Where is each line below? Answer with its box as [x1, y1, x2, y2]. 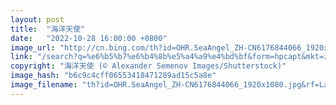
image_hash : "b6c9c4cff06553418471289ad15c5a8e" [10, 71, 217, 81]
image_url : [10, 42, 56, 53]
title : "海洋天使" [10, 24, 86, 34]
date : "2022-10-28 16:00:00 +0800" [10, 33, 168, 43]
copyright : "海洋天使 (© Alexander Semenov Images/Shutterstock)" [10, 61, 287, 71]
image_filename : [10, 80, 78, 90]
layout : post [10, 14, 65, 25]
